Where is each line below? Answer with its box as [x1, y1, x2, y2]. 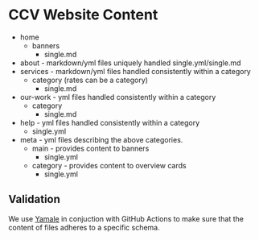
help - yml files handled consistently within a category [19, 118, 200, 127]
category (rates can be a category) [31, 75, 149, 85]
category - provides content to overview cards [31, 160, 187, 170]
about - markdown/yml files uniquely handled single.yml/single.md [19, 58, 241, 68]
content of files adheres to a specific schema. [8, 222, 161, 232]
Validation [8, 192, 60, 206]
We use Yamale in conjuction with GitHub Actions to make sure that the [8, 213, 244, 223]
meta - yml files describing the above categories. [19, 134, 183, 144]
